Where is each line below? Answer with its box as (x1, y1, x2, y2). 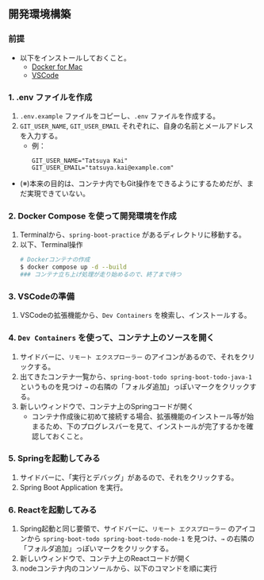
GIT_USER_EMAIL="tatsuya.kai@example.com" (31, 164, 174, 172)
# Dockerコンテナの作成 (19, 256, 90, 264)
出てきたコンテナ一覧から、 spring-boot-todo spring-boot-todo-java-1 (19, 372, 252, 381)
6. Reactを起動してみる (8, 504, 98, 515)
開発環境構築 (8, 7, 71, 21)
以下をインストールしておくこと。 (19, 52, 131, 62)
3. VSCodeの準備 (8, 291, 75, 302)
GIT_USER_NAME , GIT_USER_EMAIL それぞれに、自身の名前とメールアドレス (19, 121, 254, 130)
